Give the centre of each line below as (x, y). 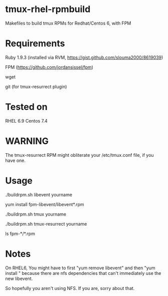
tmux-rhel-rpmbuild (48, 9)
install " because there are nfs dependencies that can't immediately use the (83, 273)
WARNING (27, 141)
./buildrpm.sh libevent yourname (39, 194)
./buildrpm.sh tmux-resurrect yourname (46, 224)
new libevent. (19, 278)
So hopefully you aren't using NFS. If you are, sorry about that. (70, 288)
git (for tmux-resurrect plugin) (36, 86)
